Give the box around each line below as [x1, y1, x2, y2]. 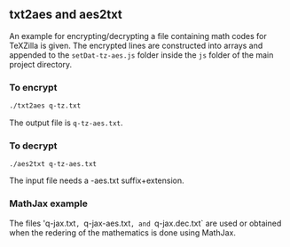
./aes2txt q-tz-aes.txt [9, 160, 98, 169]
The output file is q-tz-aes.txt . [9, 117, 123, 128]
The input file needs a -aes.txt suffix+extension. [9, 175, 184, 186]
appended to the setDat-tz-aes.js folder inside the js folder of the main [9, 49, 274, 60]
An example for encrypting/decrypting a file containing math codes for [9, 30, 268, 41]
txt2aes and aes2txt [9, 7, 122, 22]
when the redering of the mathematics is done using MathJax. [9, 227, 237, 238]
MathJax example [9, 197, 89, 210]
